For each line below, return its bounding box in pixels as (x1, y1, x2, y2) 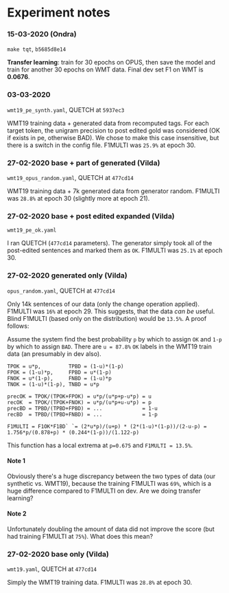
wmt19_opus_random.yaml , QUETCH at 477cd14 (7, 174, 134, 182)
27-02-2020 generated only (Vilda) (7, 271, 128, 280)
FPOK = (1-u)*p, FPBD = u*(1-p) (7, 369, 112, 376)
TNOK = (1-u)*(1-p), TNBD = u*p (7, 381, 99, 388)
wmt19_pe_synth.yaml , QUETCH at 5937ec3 (7, 105, 125, 114)
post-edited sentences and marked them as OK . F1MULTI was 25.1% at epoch (7, 246, 223, 255)
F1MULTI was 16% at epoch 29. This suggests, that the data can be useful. (7, 307, 215, 315)
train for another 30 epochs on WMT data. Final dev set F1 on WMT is (7, 65, 204, 74)
